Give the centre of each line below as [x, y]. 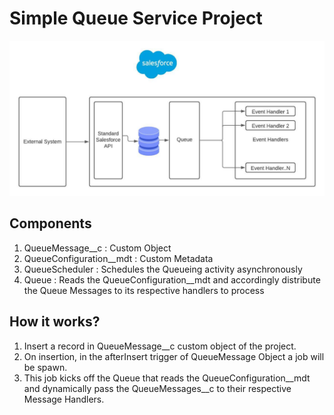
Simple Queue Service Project [136, 18]
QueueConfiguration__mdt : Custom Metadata [118, 258]
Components [50, 223]
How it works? [55, 322]
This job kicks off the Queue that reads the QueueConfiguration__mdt [167, 378]
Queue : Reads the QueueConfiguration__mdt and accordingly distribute [172, 279]
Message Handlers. [64, 399]
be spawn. [45, 367]
